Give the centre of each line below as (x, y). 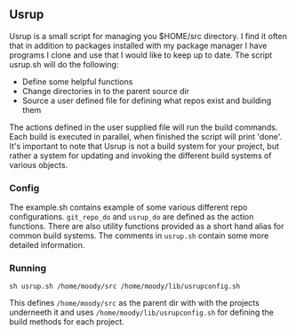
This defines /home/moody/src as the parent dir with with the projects (134, 303)
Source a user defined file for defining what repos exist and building (147, 100)
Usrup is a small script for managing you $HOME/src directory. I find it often (148, 36)
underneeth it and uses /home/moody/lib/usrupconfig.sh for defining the (141, 312)
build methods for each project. (67, 322)
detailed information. (47, 245)
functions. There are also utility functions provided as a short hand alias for (147, 227)
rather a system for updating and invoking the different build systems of (141, 156)
